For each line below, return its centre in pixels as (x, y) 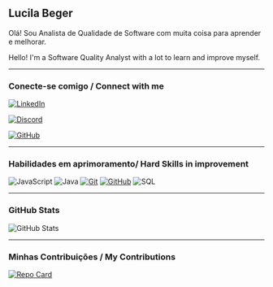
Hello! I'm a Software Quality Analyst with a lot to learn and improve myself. (134, 57)
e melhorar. (28, 41)
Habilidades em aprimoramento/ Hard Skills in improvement (129, 164)
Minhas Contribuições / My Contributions (92, 257)
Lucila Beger (41, 13)
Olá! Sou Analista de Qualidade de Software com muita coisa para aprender (135, 33)
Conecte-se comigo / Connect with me (87, 86)
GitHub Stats (34, 211)
